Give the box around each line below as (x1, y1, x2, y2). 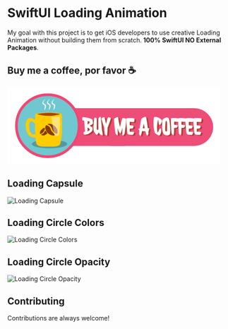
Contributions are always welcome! (7, 314, 110, 322)
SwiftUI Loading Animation (7, 5, 167, 21)
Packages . (7, 43, 39, 52)
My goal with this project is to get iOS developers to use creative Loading (7, 28, 220, 37)
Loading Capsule (7, 178, 83, 190)
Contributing (7, 295, 65, 307)
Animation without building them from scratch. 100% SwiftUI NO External (7, 35, 222, 44)
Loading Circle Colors (7, 217, 104, 229)
